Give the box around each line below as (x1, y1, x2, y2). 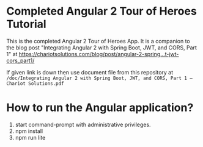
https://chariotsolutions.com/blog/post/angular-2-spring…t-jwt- (18, 50, 179, 57)
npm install (15, 127, 43, 135)
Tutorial (6, 17, 47, 31)
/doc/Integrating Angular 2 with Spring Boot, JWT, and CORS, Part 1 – (6, 75, 193, 81)
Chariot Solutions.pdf (6, 81, 64, 87)
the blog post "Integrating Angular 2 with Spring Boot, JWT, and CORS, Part (6, 44, 197, 51)
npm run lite (15, 134, 46, 141)
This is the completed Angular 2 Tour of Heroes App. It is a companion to (6, 37, 191, 45)
